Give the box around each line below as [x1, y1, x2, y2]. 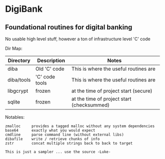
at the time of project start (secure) [71, 87, 153, 94]
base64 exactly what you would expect [5, 128, 96, 133]
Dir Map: [5, 46, 23, 51]
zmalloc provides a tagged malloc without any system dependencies [5, 124, 155, 129]
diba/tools [7, 77, 31, 83]
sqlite [7, 99, 21, 105]
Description [37, 57, 65, 64]
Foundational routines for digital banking [5, 23, 133, 31]
